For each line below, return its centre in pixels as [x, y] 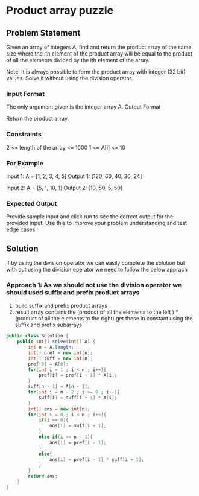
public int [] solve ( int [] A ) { [56, 342]
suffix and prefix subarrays [49, 325]
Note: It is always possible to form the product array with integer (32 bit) [96, 72]
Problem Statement [43, 33]
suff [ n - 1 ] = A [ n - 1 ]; [59, 387]
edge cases [21, 229]
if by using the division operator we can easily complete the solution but [96, 263]
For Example [25, 163]
